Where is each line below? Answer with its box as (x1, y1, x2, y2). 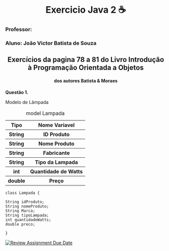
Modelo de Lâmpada (5, 99, 49, 105)
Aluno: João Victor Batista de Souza (5, 39, 97, 47)
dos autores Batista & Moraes (54, 78, 118, 84)
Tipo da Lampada (35, 158, 78, 165)
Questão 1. (5, 89, 29, 95)
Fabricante (43, 149, 70, 156)
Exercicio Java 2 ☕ (45, 4, 126, 16)
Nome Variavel (38, 121, 75, 129)
